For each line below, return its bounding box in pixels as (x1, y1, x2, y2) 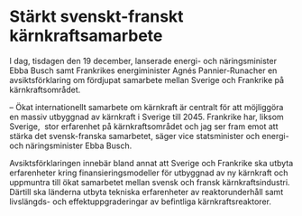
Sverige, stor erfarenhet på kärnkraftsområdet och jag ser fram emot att (9, 120, 279, 132)
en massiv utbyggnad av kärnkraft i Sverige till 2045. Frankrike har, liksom (9, 111, 284, 122)
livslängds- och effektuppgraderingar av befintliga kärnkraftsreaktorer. (9, 196, 272, 207)
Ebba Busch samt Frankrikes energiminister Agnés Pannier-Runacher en (9, 65, 278, 76)
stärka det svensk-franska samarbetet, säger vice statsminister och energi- (9, 130, 290, 141)
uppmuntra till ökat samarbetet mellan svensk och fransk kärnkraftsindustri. (9, 176, 290, 187)
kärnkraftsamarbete (9, 25, 163, 46)
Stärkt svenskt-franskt (9, 6, 184, 27)
